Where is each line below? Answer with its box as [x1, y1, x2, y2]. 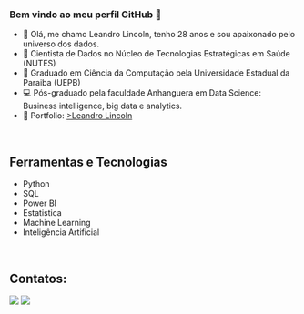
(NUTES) [22, 58, 56, 69]
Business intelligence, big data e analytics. [22, 100, 183, 112]
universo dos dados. [22, 38, 100, 49]
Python [22, 178, 50, 189]
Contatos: [9, 270, 67, 286]
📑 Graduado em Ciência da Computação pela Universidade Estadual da [22, 67, 290, 78]
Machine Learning [22, 218, 91, 228]
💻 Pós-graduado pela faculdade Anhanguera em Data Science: [22, 87, 262, 98]
